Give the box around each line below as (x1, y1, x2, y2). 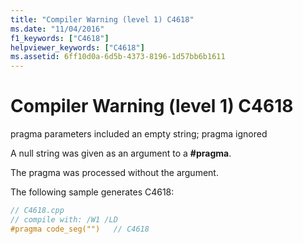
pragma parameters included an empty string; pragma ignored (10, 128, 268, 140)
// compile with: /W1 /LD (10, 214, 118, 225)
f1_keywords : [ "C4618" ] (10, 33, 110, 43)
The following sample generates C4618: (10, 186, 175, 198)
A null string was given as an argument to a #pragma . (10, 147, 232, 160)
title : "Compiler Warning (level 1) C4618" (10, 14, 195, 25)
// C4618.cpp (10, 206, 65, 216)
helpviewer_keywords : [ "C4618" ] (10, 42, 145, 53)
